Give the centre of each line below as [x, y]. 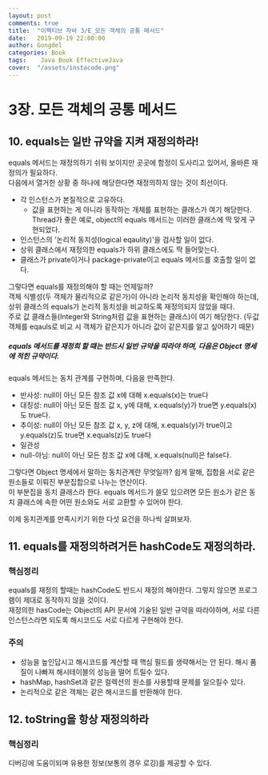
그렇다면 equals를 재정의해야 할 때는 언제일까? [81, 286]
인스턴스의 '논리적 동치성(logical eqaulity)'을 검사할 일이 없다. [117, 239]
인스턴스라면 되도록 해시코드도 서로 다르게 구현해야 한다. [96, 620]
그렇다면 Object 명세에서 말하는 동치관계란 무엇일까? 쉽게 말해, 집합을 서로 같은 [132, 472]
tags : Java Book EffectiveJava [66, 61]
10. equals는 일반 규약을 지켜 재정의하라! [104, 142]
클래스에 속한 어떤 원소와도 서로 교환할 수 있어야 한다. [100, 501]
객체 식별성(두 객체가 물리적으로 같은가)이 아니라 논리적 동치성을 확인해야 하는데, [134, 296]
